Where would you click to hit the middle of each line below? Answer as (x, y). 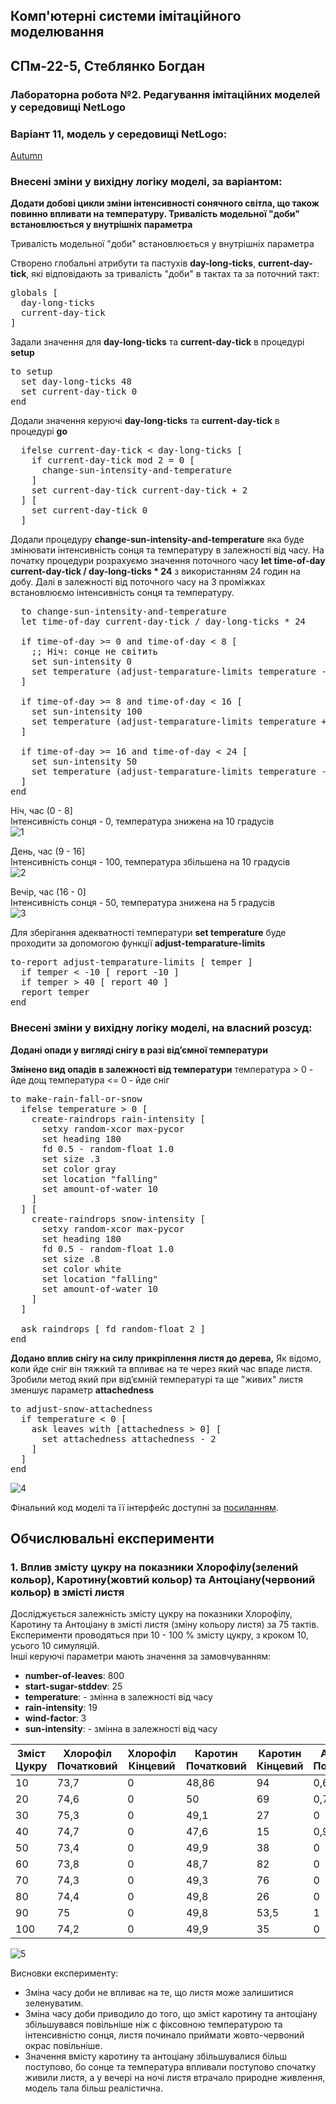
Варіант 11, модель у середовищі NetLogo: (119, 134)
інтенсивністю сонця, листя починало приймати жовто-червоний (164, 2035)
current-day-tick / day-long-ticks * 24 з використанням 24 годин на (155, 571)
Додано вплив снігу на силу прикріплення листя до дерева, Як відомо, (166, 1358)
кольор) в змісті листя (67, 1592)
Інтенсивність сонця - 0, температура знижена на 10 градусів (142, 821)
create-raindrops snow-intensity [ (118, 1218)
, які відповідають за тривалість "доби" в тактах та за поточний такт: (173, 274)
